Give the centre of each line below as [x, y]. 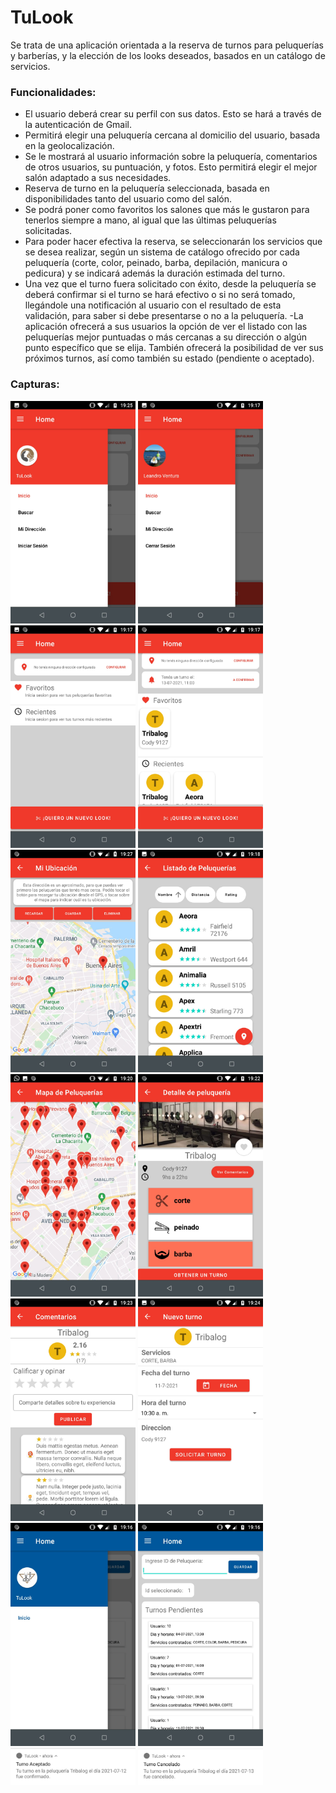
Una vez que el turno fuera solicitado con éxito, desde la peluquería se [170, 284]
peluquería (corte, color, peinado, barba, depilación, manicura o [156, 263]
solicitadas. [48, 231]
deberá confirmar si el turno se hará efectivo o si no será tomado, [160, 295]
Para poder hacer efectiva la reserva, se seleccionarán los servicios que [173, 242]
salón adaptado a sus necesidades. [98, 178]
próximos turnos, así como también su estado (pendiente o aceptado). [169, 358]
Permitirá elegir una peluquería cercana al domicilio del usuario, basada [172, 135]
